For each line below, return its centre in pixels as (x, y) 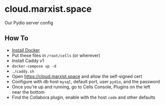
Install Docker (26, 50)
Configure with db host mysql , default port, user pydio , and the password (86, 81)
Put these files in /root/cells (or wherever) (56, 55)
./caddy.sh (23, 71)
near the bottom (28, 92)
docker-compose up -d (34, 66)
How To (17, 38)
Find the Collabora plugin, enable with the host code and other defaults (83, 97)
